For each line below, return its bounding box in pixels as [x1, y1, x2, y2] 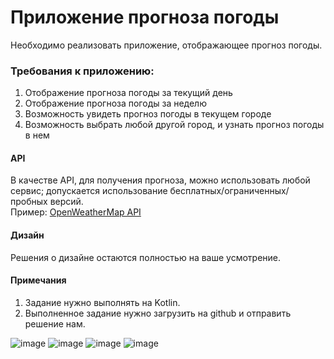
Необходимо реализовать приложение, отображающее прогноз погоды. [10, 39, 323, 51]
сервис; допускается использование [10, 185, 168, 197]
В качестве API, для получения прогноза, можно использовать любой [10, 174, 311, 186]
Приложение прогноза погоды [10, 6, 280, 29]
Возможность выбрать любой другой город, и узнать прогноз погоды [24, 119, 325, 131]
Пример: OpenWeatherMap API [10, 206, 142, 218]
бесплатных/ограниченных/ [169, 185, 290, 197]
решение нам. [24, 317, 86, 330]
